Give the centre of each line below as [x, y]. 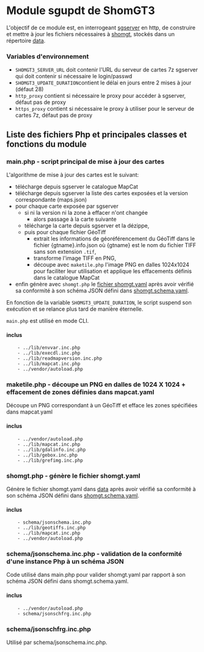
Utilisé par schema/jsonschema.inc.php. [57, 642]
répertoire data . [26, 40]
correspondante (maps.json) [51, 199]
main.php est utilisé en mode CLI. [48, 320]
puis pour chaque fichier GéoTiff [65, 232]
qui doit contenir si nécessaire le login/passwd [74, 76]
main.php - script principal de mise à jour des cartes [86, 161]
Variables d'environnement [48, 56]
